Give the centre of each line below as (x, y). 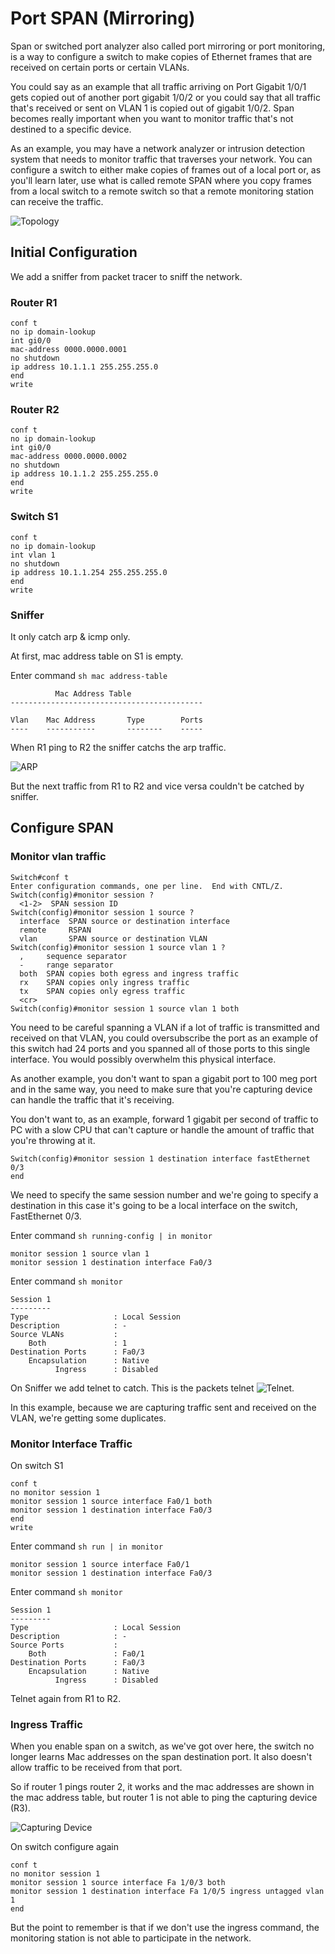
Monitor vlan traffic (58, 857)
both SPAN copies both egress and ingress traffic (129, 973)
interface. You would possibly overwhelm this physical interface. (143, 1059)
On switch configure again (65, 1847)
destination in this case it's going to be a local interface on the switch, (154, 1205)
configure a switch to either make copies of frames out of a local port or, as (166, 169)
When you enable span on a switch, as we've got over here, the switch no (162, 1746)
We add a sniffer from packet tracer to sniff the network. (126, 276)
